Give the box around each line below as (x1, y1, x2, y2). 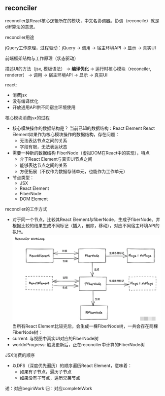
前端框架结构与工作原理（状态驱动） (5, 55, 79, 61)
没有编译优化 (12, 98, 38, 104)
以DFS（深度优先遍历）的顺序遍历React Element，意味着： (12, 362, 132, 369)
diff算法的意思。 (5, 24, 38, 30)
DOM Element (19, 196, 48, 202)
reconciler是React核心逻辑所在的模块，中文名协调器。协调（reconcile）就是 (5, 17, 160, 24)
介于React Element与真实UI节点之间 (19, 156, 93, 162)
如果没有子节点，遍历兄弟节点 (19, 375, 80, 381)
